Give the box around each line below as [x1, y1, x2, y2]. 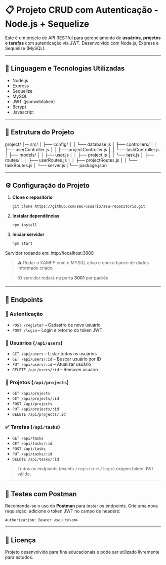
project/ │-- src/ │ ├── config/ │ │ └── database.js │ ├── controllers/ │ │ [5, 141, 158, 147]
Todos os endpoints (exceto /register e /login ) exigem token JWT [17, 465, 155, 471]
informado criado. [17, 265, 54, 271]
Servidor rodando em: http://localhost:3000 [5, 250, 94, 256]
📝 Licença [5, 536, 36, 544]
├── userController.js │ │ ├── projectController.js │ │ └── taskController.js [5, 146, 160, 152]
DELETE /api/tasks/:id [12, 457, 59, 462]
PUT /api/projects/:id [12, 407, 59, 412]
